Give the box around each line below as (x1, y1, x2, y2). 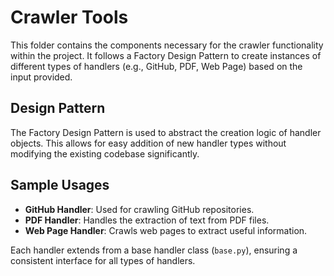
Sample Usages (10, 177, 110, 194)
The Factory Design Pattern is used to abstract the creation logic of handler (10, 126, 322, 138)
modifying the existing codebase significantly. (10, 147, 200, 160)
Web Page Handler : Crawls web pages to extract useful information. (24, 224, 308, 236)
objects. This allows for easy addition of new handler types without (10, 137, 287, 149)
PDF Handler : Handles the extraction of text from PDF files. (24, 214, 270, 226)
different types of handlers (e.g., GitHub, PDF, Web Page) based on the (10, 60, 303, 72)
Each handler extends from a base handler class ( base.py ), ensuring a (10, 244, 298, 256)
